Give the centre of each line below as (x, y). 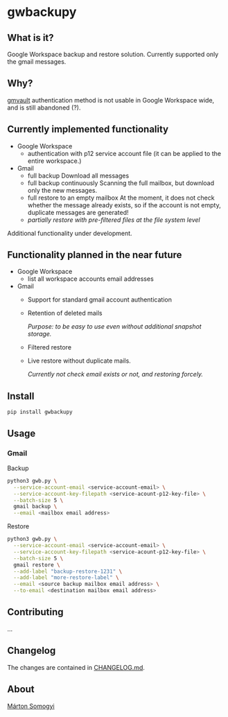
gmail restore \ (37, 565)
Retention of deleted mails (65, 313)
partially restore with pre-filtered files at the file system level (114, 220)
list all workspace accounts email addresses (90, 279)
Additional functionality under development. (70, 233)
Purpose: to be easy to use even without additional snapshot (115, 327)
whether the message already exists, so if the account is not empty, (124, 205)
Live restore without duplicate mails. (79, 361)
